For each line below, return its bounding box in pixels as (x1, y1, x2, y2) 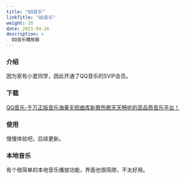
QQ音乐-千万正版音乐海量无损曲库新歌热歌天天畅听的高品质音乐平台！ (6, 103, 180, 111)
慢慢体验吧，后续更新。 (6, 135, 64, 142)
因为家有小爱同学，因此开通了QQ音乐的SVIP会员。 (6, 73, 131, 80)
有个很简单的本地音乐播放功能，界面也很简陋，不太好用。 (6, 166, 148, 174)
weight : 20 (6, 20, 34, 26)
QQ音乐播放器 (11, 37, 40, 43)
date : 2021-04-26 (6, 25, 50, 32)
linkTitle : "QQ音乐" (6, 14, 56, 20)
